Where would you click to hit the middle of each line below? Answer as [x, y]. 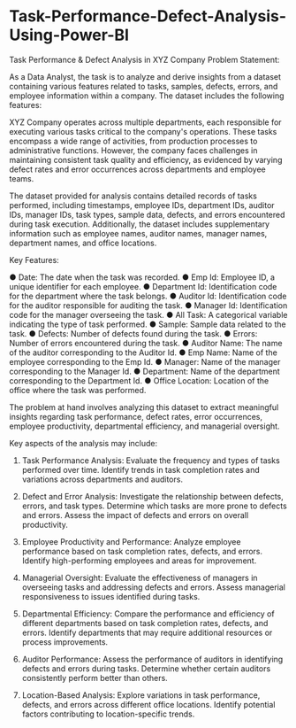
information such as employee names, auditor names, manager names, [138, 233]
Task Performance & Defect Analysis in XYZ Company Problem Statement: [144, 59]
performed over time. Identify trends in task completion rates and [140, 469]
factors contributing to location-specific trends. [108, 714]
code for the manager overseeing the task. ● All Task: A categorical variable [148, 314]
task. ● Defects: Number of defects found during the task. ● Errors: [133, 333]
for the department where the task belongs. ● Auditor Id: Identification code [148, 296]
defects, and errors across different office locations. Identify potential [148, 704]
